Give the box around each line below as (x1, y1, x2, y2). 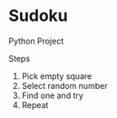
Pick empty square (21, 70, 93, 82)
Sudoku (8, 5, 69, 26)
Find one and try (21, 90, 83, 101)
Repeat (21, 99, 49, 110)
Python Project (8, 35, 64, 46)
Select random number (21, 80, 108, 91)
